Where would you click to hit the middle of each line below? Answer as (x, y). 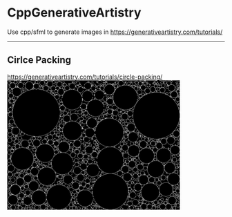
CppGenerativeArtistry (74, 13)
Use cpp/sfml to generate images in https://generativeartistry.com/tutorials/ (115, 32)
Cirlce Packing (39, 60)
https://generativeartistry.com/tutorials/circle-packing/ (85, 77)
